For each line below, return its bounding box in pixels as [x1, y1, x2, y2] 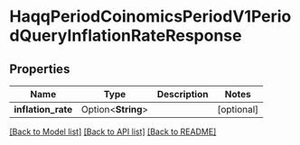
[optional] [216, 104, 259, 115]
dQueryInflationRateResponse [9, 25, 242, 46]
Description [156, 88, 209, 100]
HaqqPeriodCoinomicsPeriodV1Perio [9, 6, 292, 27]
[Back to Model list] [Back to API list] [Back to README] [9, 126, 217, 137]
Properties [9, 61, 70, 77]
